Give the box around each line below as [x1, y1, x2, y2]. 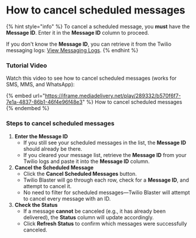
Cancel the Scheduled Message [14, 164, 94, 171]
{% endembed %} [6, 105, 50, 112]
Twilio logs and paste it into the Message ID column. [23, 158, 150, 165]
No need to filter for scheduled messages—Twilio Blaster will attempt [23, 189, 190, 196]
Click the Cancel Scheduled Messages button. [23, 170, 137, 177]
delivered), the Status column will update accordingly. [23, 213, 154, 220]
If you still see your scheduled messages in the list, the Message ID [23, 139, 186, 146]
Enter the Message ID [14, 132, 68, 140]
